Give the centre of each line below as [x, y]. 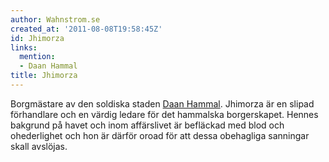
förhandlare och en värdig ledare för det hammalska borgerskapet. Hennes [164, 114]
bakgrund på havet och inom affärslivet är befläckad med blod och [147, 125]
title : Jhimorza [44, 76]
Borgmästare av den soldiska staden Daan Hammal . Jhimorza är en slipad [162, 103]
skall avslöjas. [39, 146]
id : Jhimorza [37, 38]
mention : [37, 57]
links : [24, 47]
